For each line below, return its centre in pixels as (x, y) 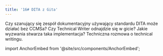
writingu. (14, 39)
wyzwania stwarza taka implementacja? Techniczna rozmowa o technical (79, 34)
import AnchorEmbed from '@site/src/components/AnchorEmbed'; (73, 48)
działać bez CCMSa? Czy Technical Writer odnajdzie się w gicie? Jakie (76, 28)
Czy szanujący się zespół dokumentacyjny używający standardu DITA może (81, 23)
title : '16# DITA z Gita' (31, 9)
